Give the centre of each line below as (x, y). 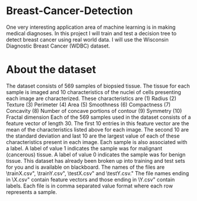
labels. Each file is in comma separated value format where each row (90, 186)
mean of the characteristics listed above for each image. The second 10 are (98, 129)
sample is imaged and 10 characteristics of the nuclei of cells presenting (94, 92)
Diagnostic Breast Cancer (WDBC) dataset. (58, 46)
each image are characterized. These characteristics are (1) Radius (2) (91, 98)
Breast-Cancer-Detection (70, 11)
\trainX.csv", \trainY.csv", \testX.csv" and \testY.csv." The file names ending (98, 173)
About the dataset (51, 70)
